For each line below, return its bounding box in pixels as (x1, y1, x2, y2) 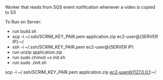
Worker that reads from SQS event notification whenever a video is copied (5, 4, 156, 10)
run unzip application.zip (12, 49, 62, 55)
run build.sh (12, 28, 37, 34)
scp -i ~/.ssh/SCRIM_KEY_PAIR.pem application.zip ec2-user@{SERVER (12, 34, 158, 39)
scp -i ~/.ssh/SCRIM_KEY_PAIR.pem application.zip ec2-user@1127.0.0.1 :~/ (5, 69, 156, 75)
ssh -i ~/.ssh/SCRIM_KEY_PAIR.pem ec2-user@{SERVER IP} (12, 44, 134, 50)
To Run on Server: (5, 19, 42, 25)
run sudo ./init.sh (12, 60, 47, 65)
